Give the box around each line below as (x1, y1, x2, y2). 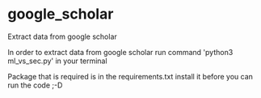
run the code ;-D (7, 80, 63, 90)
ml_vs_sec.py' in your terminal (7, 56, 107, 66)
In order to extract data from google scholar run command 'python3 (7, 47, 234, 57)
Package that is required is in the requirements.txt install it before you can (7, 71, 254, 81)
